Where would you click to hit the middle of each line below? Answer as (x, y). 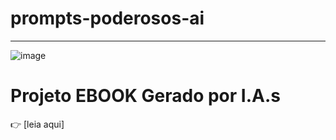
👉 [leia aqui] (37, 124)
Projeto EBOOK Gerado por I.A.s (145, 96)
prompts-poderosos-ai (107, 18)
